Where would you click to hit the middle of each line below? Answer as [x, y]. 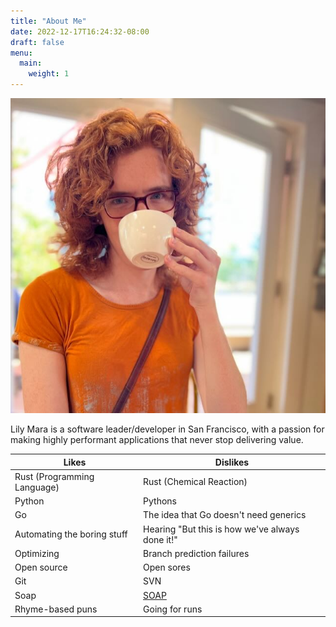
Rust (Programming [54, 476]
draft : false [37, 42]
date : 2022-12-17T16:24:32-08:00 [80, 31]
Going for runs [173, 609]
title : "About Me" [48, 21]
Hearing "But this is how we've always [221, 529]
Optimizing [37, 553]
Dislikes [232, 462]
